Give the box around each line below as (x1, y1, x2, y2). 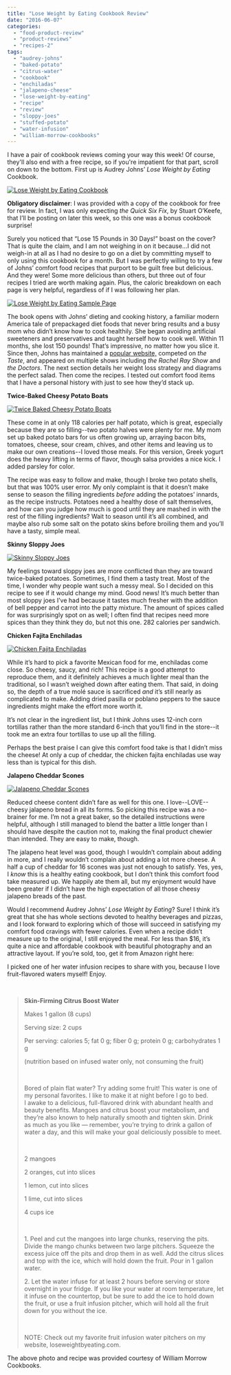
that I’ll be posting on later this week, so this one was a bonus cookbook (7, 214, 212, 223)
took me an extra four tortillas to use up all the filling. (7, 730, 157, 738)
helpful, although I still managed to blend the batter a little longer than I (7, 820, 208, 829)
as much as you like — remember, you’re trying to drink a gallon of (23, 1121, 212, 1129)
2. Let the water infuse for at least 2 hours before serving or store (23, 1277, 210, 1285)
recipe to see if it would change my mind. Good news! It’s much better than (7, 589, 220, 597)
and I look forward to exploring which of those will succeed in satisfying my (7, 920, 221, 929)
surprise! (7, 221, 33, 229)
